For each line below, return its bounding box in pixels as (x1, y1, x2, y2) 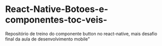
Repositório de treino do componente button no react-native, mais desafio (5, 30, 158, 36)
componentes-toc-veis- (5, 14, 108, 25)
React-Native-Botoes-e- (5, 3, 109, 15)
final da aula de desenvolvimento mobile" (5, 36, 90, 42)
